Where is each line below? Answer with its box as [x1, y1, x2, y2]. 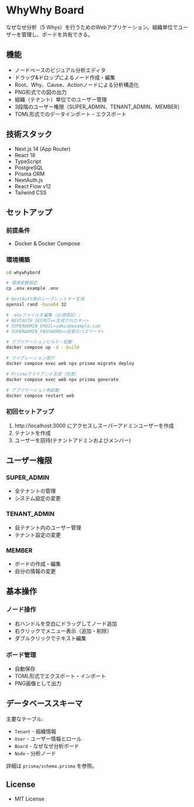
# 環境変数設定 [6, 280, 38, 286]
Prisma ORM [14, 170, 45, 177]
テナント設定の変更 [14, 531, 61, 538]
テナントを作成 [14, 429, 51, 436]
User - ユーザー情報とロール [14, 735, 82, 742]
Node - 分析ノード [14, 750, 57, 757]
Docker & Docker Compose [14, 240, 81, 247]
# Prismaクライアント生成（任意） [6, 371, 79, 377]
